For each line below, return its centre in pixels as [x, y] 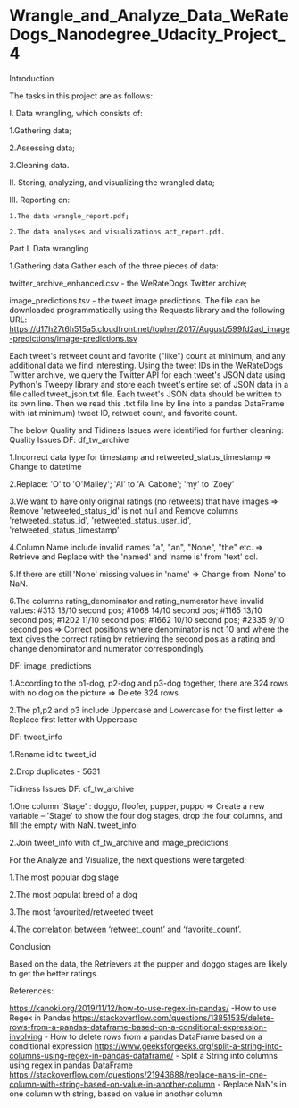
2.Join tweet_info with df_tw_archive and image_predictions [119, 842]
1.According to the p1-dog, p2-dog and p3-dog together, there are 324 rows [149, 683]
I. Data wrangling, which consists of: [76, 113]
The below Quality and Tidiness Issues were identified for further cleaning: [146, 430]
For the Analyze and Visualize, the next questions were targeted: [128, 859]
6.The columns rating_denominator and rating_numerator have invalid [137, 601]
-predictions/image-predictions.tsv [74, 338]
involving [26, 1036]
